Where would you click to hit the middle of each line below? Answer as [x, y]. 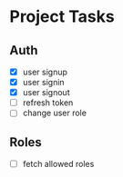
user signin [44, 83]
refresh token [48, 103]
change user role [54, 113]
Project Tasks [62, 17]
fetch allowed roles [58, 164]
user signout [46, 93]
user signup [45, 72]
